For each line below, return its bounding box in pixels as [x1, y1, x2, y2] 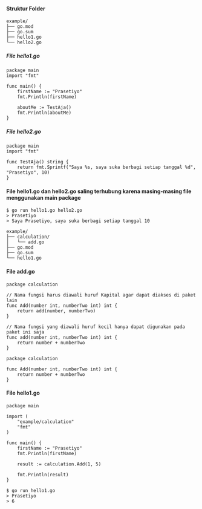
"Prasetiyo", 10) [6, 169, 50, 176]
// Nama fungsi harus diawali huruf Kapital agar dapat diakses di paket [6, 292, 197, 298]
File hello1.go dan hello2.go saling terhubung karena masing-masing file [6, 188, 192, 195]
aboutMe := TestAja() [17, 105, 71, 111]
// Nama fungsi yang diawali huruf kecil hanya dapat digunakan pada [6, 324, 186, 330]
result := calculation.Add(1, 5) [17, 461, 102, 467]
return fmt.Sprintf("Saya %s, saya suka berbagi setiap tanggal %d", [17, 164, 197, 171]
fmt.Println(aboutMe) [17, 110, 71, 116]
